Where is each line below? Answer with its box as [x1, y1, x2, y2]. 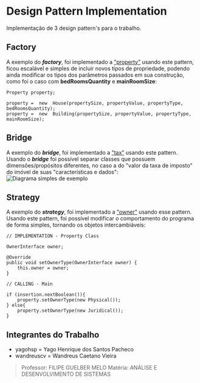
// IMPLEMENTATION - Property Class [6, 233, 99, 239]
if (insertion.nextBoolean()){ [6, 292, 86, 298]
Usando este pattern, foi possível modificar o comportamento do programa [6, 215, 195, 222]
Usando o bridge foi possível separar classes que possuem [6, 155, 156, 163]
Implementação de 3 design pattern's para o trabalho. [6, 24, 142, 32]
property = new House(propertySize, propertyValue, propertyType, [6, 100, 184, 106]
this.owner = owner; [17, 265, 69, 272]
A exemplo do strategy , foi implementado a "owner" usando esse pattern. [6, 208, 192, 216]
